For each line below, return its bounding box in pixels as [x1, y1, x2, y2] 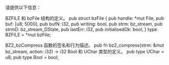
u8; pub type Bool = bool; [5, 54, 59, 60]
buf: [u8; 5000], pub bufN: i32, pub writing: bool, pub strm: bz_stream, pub [5, 21, 163, 27]
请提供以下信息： [5, 5, 41, 10]
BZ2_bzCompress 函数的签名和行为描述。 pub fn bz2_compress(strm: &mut [5, 42, 164, 48]
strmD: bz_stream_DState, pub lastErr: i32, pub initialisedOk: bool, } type [5, 26, 157, 32]
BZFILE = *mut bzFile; [5, 32, 51, 38]
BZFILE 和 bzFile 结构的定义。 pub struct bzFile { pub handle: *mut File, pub [5, 15, 164, 21]
